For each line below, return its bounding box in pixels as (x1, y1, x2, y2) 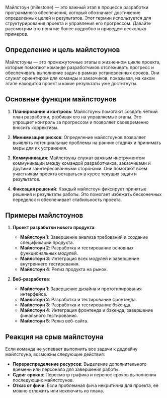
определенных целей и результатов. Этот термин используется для (5, 15, 151, 21)
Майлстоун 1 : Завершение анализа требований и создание (20, 234, 148, 240)
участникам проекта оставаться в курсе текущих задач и (12, 171, 137, 177)
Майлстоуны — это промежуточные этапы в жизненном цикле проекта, (5, 59, 161, 65)
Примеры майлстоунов (5, 211, 83, 220)
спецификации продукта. (20, 239, 74, 246)
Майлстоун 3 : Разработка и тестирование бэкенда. (20, 302, 132, 308)
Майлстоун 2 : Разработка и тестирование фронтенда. (20, 297, 137, 303)
